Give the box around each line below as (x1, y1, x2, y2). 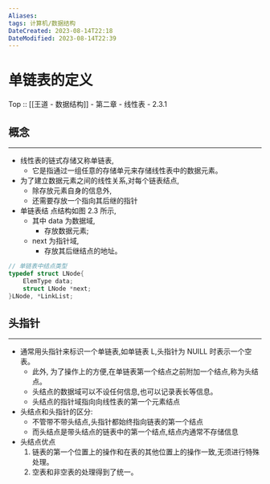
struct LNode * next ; (22, 285, 92, 293)
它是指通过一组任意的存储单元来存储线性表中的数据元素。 (31, 166, 223, 175)
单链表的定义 (8, 72, 94, 89)
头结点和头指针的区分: (19, 407, 93, 416)
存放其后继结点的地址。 (43, 246, 122, 256)
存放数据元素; (43, 226, 89, 236)
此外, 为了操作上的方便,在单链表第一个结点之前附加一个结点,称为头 (31, 367, 252, 376)
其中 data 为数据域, (31, 216, 96, 225)
